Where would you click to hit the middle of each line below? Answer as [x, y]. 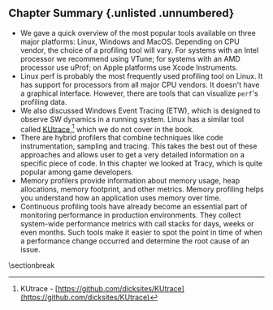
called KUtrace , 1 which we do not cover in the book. [107, 128]
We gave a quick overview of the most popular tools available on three [138, 32]
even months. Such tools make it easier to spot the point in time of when [141, 232]
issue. [30, 250]
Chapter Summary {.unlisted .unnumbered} [121, 13]
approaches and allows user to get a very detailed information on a [132, 155]
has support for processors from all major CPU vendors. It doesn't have [140, 84]
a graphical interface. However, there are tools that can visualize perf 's [139, 93]
